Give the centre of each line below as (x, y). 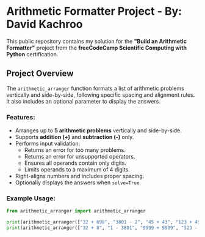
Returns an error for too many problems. (75, 150)
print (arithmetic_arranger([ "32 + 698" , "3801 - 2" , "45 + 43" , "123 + (99, 222)
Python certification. (32, 54)
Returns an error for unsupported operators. (80, 157)
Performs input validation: (48, 144)
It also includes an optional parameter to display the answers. (83, 101)
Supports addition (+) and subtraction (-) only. (74, 137)
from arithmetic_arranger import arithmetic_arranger (76, 211)
